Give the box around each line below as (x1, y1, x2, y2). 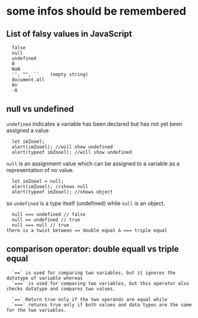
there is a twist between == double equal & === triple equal (6, 227, 168, 233)
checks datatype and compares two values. (6, 286, 116, 292)
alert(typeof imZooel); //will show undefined (12, 149, 132, 155)
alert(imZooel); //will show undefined (12, 143, 113, 150)
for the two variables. (6, 307, 67, 313)
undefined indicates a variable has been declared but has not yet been (6, 120, 183, 128)
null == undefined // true (12, 217, 80, 223)
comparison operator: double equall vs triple (6, 244, 179, 255)
